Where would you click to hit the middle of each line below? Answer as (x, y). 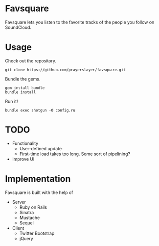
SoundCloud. (18, 27)
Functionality (25, 143)
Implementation (38, 179)
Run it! (11, 101)
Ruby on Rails (33, 207)
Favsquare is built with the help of (39, 192)
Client (18, 228)
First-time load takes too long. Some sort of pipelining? (75, 154)
